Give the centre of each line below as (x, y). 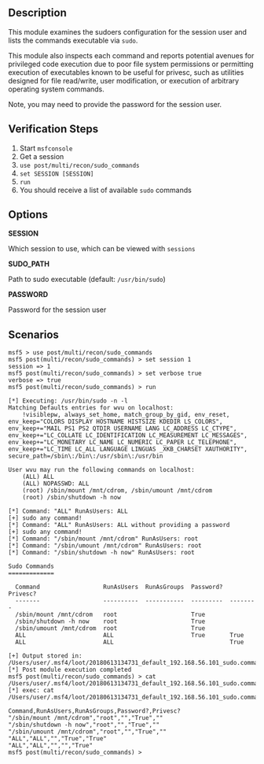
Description (37, 13)
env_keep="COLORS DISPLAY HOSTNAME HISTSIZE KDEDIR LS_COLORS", (115, 422)
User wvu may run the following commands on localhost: (101, 470)
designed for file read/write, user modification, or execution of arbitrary (124, 80)
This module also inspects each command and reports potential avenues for (131, 55)
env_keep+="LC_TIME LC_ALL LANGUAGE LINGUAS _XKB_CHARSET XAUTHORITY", (128, 449)
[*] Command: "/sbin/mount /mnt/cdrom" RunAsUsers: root (103, 539)
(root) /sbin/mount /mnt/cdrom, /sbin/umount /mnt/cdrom (117, 491)
